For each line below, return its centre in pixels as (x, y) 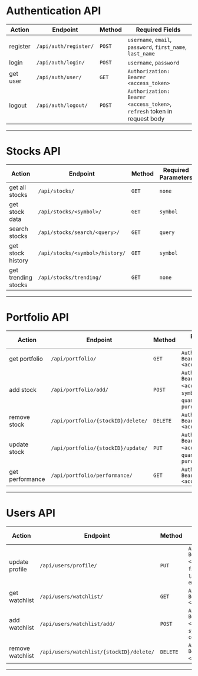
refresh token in (150, 111)
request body (146, 118)
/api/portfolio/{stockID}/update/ (99, 448)
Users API (31, 513)
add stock (23, 389)
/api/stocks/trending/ (70, 277)
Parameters (176, 177)
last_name (141, 53)
